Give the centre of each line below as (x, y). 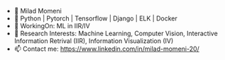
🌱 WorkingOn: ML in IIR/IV (52, 26)
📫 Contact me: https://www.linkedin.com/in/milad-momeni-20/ (107, 49)
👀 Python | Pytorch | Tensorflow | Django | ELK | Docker (95, 18)
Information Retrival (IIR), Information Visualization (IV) (94, 41)
